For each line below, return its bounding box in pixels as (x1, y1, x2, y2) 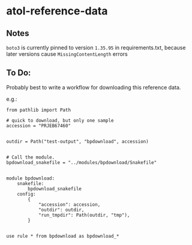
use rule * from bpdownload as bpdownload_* (6, 233, 119, 239)
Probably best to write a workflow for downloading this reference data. (6, 83, 181, 91)
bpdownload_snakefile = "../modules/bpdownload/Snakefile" (6, 159, 157, 166)
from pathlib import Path (6, 107, 71, 113)
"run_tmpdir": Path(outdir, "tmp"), (38, 212, 130, 218)
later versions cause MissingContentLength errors (6, 50, 128, 58)
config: (17, 191, 36, 197)
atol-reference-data (6, 4, 108, 18)
